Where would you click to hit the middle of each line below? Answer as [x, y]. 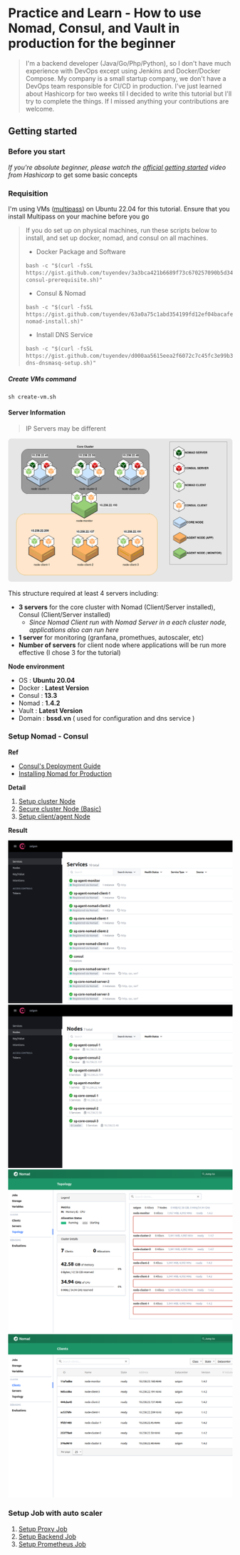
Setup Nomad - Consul [48, 736]
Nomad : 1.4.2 [39, 703]
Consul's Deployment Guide [59, 766]
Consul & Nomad [61, 293]
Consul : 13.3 [38, 695]
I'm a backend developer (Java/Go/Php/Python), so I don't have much [128, 63]
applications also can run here [74, 629]
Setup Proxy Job [43, 1529]
